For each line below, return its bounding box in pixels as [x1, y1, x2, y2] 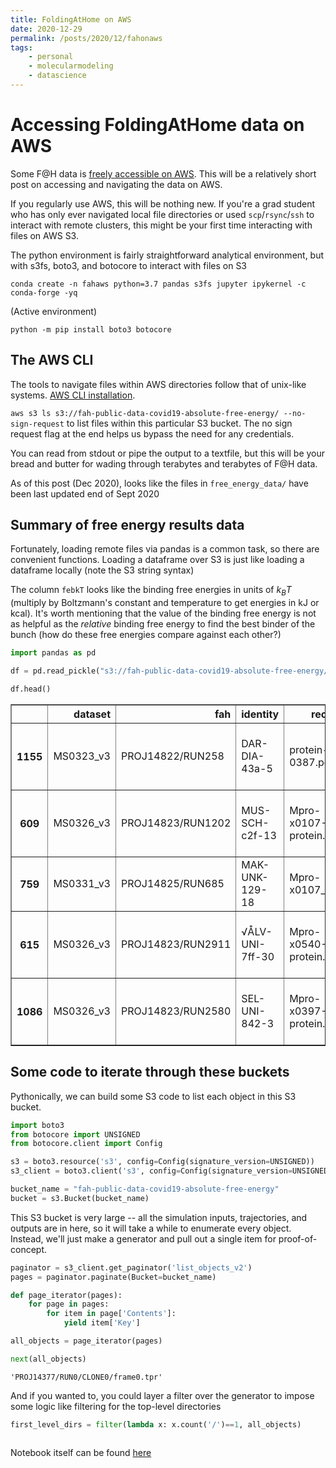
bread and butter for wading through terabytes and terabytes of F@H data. [10, 457, 318, 470]
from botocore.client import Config [10, 1139, 163, 1149]
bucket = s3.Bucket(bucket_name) [10, 1193, 150, 1203]
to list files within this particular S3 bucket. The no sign [66, 417, 293, 429]
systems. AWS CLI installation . [10, 389, 136, 401]
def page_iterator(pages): [10, 1290, 123, 1300]
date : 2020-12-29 [10, 24, 83, 34]
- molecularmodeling [28, 61, 114, 71]
